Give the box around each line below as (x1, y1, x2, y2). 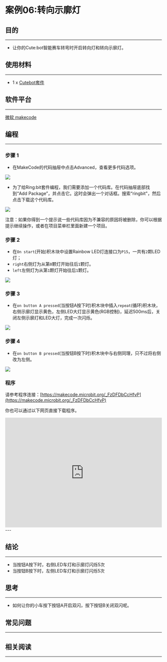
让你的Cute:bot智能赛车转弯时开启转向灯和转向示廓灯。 (12, 45, 126, 50)
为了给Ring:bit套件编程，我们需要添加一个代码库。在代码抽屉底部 (12, 184, 146, 190)
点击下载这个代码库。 (12, 196, 56, 202)
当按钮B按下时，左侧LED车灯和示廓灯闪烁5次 (12, 567, 105, 573)
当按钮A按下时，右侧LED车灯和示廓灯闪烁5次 (12, 562, 105, 567)
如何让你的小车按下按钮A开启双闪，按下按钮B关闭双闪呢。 (12, 602, 132, 608)
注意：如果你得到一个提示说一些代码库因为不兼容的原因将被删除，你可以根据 (5, 216, 162, 222)
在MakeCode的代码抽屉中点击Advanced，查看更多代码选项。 (12, 164, 139, 170)
